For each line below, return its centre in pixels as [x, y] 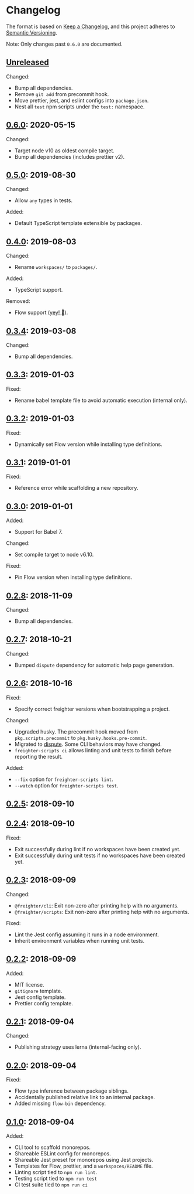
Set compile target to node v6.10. [54, 555]
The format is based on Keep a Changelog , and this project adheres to [91, 26]
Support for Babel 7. [39, 532]
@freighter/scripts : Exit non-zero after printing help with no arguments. [102, 912]
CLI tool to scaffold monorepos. [52, 1147]
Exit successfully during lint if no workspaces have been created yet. [98, 849]
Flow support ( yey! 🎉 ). [41, 313]
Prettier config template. [44, 1003]
